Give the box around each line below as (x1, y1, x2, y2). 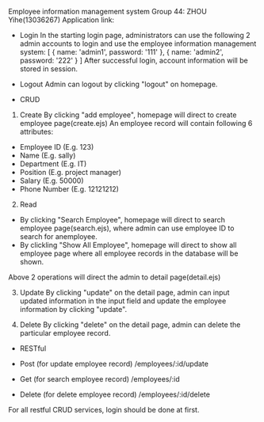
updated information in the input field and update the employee (19, 296, 227, 306)
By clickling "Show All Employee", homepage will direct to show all (19, 241, 237, 249)
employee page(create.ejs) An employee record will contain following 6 (19, 119, 253, 127)
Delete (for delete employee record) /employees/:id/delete (19, 390, 210, 399)
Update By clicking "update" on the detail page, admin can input (19, 288, 230, 297)
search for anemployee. (19, 232, 98, 241)
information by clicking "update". (19, 305, 128, 314)
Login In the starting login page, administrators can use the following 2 (19, 31, 251, 40)
